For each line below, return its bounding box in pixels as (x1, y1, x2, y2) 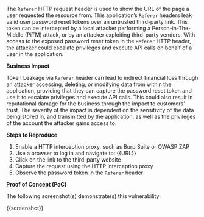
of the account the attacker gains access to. (6, 119, 117, 127)
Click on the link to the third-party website (15, 156, 121, 163)
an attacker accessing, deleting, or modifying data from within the (6, 80, 172, 88)
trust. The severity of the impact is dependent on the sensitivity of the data (6, 107, 194, 113)
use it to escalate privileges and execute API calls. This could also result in (6, 94, 193, 101)
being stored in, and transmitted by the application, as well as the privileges (6, 113, 196, 120)
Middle (6, 31, 24, 38)
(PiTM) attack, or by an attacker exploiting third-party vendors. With (24, 31, 195, 38)
